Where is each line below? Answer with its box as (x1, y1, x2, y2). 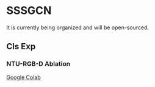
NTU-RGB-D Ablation (6, 60, 71, 68)
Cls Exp (6, 41, 36, 52)
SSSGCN (6, 4, 52, 18)
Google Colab (6, 74, 41, 81)
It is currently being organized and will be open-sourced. (6, 24, 150, 31)
